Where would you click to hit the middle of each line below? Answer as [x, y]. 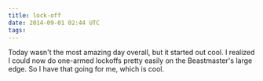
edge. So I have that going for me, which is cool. [86, 69]
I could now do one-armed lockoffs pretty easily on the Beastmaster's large [130, 61]
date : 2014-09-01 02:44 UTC [54, 23]
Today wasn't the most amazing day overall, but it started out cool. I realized [131, 53]
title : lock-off [35, 15]
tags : [17, 30]
